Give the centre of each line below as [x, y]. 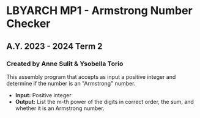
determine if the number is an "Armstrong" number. [71, 83]
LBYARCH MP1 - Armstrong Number [99, 11]
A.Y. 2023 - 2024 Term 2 [54, 46]
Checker [28, 24]
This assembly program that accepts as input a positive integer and [91, 76]
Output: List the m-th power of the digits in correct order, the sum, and [105, 101]
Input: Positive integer [43, 95]
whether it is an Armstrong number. [60, 108]
